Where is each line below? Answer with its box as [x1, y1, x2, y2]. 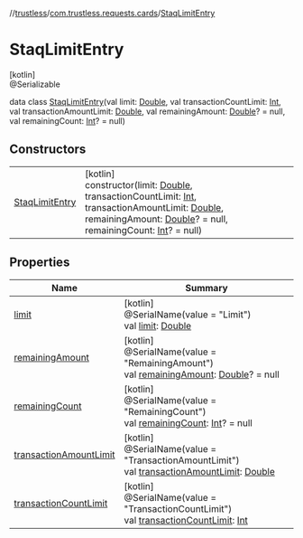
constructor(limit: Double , [84, 178, 193, 191]
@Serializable [9, 79, 60, 90]
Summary [184, 281, 228, 294]
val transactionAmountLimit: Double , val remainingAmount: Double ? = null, [9, 106, 286, 117]
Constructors [9, 142, 87, 157]
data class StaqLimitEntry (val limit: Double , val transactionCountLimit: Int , [9, 96, 281, 107]
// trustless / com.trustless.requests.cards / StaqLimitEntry [9, 8, 216, 18]
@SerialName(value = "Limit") [124, 307, 252, 320]
